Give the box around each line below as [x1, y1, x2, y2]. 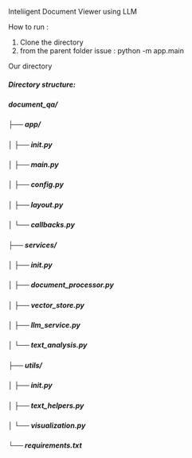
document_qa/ [8, 99, 58, 109]
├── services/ [8, 240, 57, 250]
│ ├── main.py [8, 160, 59, 169]
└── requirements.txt [8, 441, 82, 450]
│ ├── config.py [8, 180, 64, 189]
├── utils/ [8, 360, 42, 370]
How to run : [8, 22, 49, 31]
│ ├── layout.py [8, 200, 64, 209]
